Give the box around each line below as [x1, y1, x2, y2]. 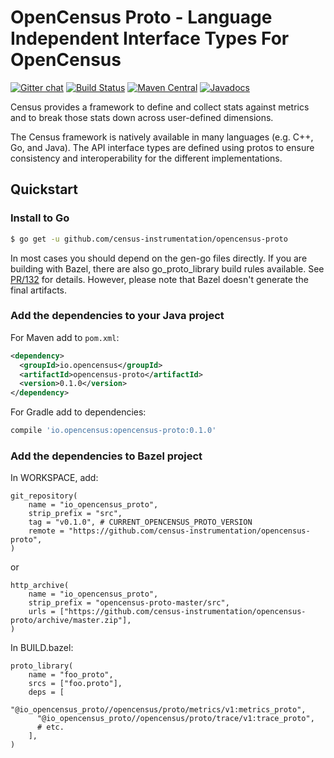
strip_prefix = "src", [28, 509, 123, 519]
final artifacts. [10, 284, 68, 296]
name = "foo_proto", [28, 670, 114, 680]
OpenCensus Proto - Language [10, 6, 273, 29]
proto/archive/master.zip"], [10, 616, 132, 626]
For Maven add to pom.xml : [10, 331, 120, 343]
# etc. [36, 722, 65, 733]
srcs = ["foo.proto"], [28, 679, 123, 689]
